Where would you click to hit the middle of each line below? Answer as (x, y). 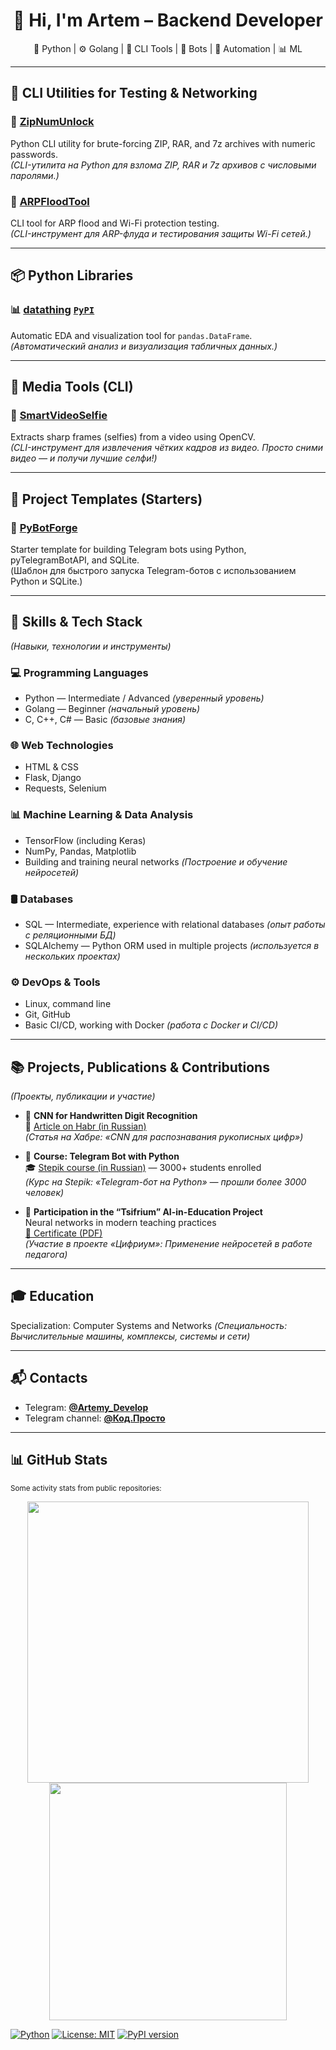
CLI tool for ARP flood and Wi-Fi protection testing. (115, 223)
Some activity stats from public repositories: (86, 1488)
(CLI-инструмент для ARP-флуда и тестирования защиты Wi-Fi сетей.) (161, 233)
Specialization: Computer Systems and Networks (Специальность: (149, 1325)
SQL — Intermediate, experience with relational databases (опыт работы (175, 924)
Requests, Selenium (65, 788)
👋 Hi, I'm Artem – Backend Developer (168, 20)
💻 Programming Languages (79, 672)
